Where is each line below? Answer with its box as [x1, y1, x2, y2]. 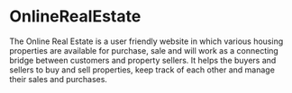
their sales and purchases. [9, 73, 108, 84]
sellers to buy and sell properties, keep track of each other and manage [9, 64, 275, 75]
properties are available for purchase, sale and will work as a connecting [9, 45, 279, 55]
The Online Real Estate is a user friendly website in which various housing [9, 36, 284, 46]
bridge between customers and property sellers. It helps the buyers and [9, 55, 277, 65]
